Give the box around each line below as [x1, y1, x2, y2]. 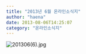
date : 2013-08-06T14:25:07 [6, 19, 72, 25]
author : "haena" [6, 14, 46, 20]
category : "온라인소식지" [6, 25, 62, 31]
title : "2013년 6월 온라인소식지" [6, 8, 81, 15]
